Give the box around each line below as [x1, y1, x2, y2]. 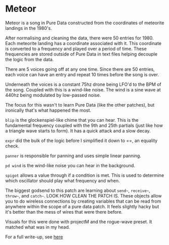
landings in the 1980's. [5, 25, 52, 31]
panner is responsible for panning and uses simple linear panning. [5, 153, 141, 159]
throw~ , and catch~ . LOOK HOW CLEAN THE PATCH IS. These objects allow [5, 192, 162, 199]
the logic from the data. [5, 56, 54, 62]
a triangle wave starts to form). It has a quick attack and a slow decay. [5, 127, 151, 134]
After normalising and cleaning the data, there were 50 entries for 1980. [5, 35, 154, 41]
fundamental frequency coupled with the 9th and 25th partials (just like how [5, 122, 163, 128]
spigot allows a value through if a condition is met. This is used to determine [5, 172, 164, 178]
